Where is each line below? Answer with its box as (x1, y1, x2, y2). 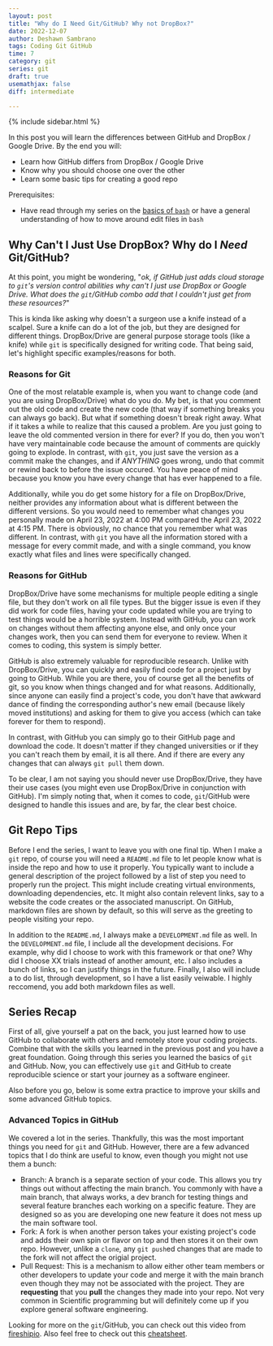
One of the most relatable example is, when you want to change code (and (8, 387, 258, 397)
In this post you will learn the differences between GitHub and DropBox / (8, 132, 251, 142)
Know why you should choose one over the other (19, 166, 185, 176)
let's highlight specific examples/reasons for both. (8, 349, 176, 358)
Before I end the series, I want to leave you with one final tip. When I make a (8, 845, 262, 854)
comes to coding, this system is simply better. (8, 640, 162, 650)
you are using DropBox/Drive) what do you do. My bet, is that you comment (8, 396, 262, 406)
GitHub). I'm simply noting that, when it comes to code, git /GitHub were (8, 791, 250, 801)
